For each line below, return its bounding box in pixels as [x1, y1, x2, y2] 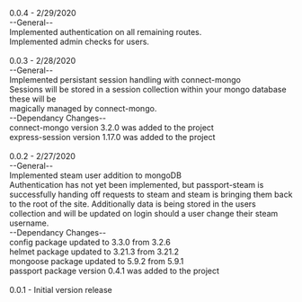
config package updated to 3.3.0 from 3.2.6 [9, 237, 171, 247]
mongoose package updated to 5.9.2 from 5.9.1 [9, 256, 184, 266]
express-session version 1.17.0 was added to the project [9, 132, 216, 142]
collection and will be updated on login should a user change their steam [9, 209, 279, 218]
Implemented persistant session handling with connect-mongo [9, 75, 241, 84]
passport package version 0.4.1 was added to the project [9, 265, 220, 276]
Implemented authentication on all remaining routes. [9, 27, 202, 37]
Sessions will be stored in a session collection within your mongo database [9, 84, 287, 94]
